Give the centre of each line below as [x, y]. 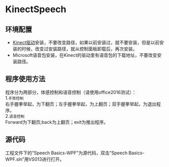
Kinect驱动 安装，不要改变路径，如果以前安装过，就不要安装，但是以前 [86, 42]
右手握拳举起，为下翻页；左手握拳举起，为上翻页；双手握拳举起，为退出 [81, 104]
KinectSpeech [36, 9]
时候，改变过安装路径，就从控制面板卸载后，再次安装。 [79, 49]
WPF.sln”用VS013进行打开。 [35, 159]
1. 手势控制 [14, 98]
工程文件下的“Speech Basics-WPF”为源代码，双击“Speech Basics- [75, 153]
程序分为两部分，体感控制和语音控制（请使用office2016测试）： [71, 92]
